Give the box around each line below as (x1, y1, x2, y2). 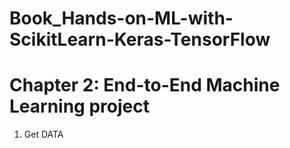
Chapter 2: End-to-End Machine (9, 74, 281, 97)
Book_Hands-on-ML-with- (9, 7, 234, 30)
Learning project (9, 95, 150, 118)
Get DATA (23, 128, 64, 141)
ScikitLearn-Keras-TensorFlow (9, 28, 271, 51)
